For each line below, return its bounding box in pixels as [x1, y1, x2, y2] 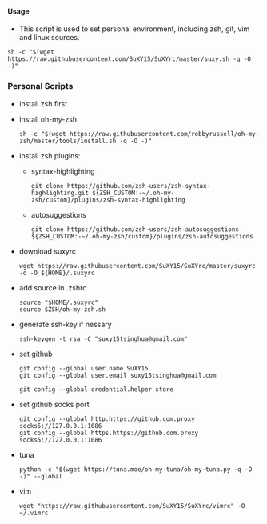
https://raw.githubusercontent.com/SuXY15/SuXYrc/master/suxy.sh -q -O [7, 55, 251, 63]
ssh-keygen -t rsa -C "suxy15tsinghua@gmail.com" [18, 334, 189, 343]
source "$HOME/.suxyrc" [18, 298, 99, 306]
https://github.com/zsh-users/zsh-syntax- [66, 182, 211, 190]
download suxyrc [18, 246, 77, 256]
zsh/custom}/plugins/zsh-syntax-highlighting [30, 196, 185, 204]
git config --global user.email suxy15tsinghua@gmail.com [18, 371, 217, 379]
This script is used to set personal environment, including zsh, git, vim [18, 24, 250, 34]
